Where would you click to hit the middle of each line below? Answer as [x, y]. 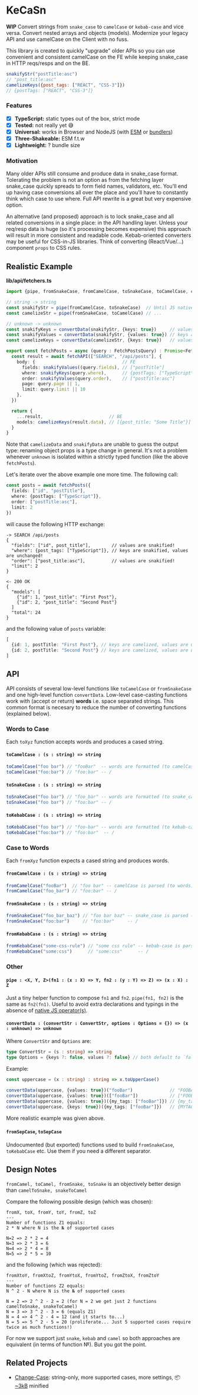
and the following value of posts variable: [56, 628]
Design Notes [32, 1170]
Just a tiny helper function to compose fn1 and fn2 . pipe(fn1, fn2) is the [95, 998]
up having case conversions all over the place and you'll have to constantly [97, 193]
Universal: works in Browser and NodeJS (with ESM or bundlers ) [93, 132]
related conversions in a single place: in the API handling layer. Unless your [97, 223]
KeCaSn [26, 10]
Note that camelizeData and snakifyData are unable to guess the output [92, 444]
